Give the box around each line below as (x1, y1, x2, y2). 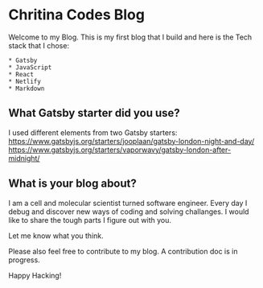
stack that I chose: (8, 40, 70, 50)
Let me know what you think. (8, 231, 105, 241)
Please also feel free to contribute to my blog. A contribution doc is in (8, 246, 238, 256)
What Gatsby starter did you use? (8, 106, 181, 120)
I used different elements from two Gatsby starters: (8, 127, 178, 138)
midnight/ (8, 153, 40, 163)
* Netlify (8, 77, 42, 85)
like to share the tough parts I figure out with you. (8, 215, 171, 224)
